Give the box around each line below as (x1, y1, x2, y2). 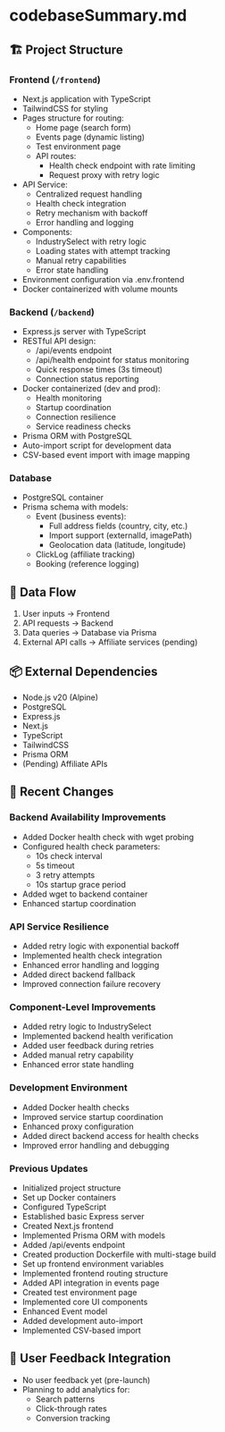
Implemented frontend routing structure (21, 1268, 169, 1278)
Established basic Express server (21, 1210, 145, 1221)
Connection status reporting (35, 374, 140, 384)
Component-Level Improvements (9, 1001, 156, 1013)
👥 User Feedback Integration (9, 1351, 171, 1366)
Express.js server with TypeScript (21, 326, 146, 337)
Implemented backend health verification (21, 1031, 174, 1041)
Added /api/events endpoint (21, 1239, 126, 1250)
